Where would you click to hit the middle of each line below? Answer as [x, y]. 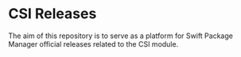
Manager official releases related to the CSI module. [93, 44]
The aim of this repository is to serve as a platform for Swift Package [120, 36]
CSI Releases [52, 14]
